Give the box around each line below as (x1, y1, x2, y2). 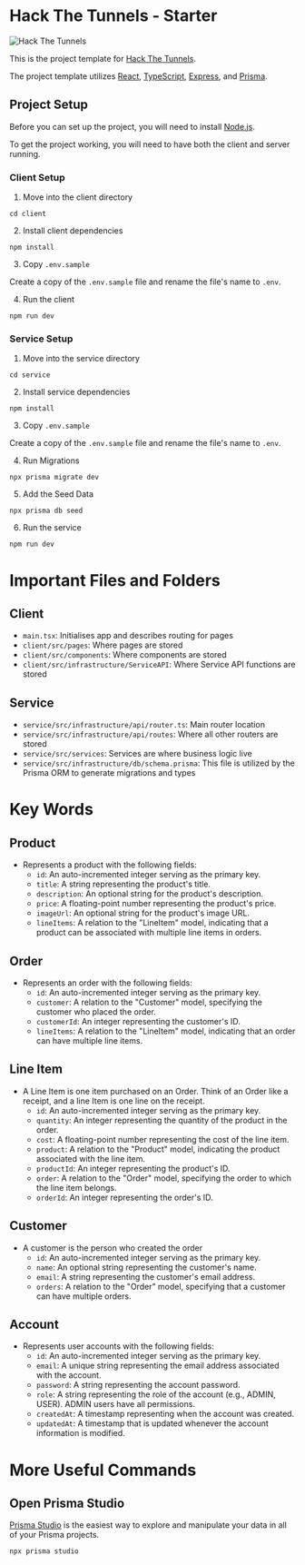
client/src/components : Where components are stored (22, 649, 227, 660)
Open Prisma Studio (9, 1495, 125, 1511)
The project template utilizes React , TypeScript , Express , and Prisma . (9, 70, 268, 82)
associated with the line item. (35, 1153, 146, 1164)
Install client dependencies (22, 225, 123, 236)
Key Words (9, 799, 93, 820)
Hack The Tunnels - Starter (9, 5, 218, 26)
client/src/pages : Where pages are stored (22, 639, 183, 650)
